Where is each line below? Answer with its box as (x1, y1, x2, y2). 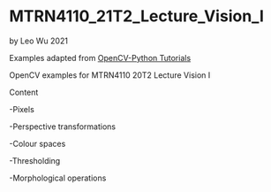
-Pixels (9, 104, 35, 114)
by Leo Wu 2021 (9, 35, 69, 46)
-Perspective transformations (9, 121, 117, 132)
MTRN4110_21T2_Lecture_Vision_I (9, 6, 265, 27)
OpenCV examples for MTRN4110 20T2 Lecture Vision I (9, 69, 211, 81)
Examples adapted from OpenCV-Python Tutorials (9, 52, 192, 63)
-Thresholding (9, 155, 61, 165)
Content (9, 87, 39, 97)
